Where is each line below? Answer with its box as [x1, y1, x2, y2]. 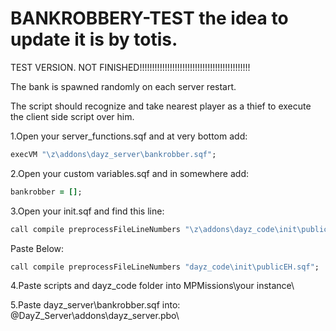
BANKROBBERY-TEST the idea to [10, 7, 289, 30]
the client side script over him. [10, 110, 135, 122]
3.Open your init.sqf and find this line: [10, 205, 165, 217]
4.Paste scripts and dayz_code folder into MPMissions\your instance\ [10, 280, 295, 292]
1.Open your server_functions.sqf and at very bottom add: [10, 130, 248, 142]
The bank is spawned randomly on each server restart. [10, 80, 237, 92]
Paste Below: [10, 242, 65, 254]
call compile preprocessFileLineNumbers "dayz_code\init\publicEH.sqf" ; [10, 262, 320, 272]
